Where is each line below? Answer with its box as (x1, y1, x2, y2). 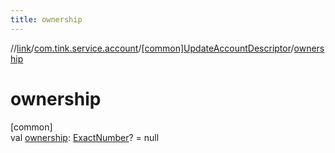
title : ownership (10, 14, 83, 25)
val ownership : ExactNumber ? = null (10, 131, 160, 143)
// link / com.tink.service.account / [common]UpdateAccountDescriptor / (10, 42, 295, 54)
